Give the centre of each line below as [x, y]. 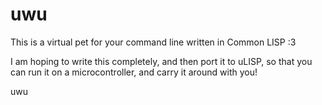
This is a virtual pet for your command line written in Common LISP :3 [153, 42]
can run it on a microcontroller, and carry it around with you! [134, 72]
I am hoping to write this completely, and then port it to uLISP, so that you [161, 61]
